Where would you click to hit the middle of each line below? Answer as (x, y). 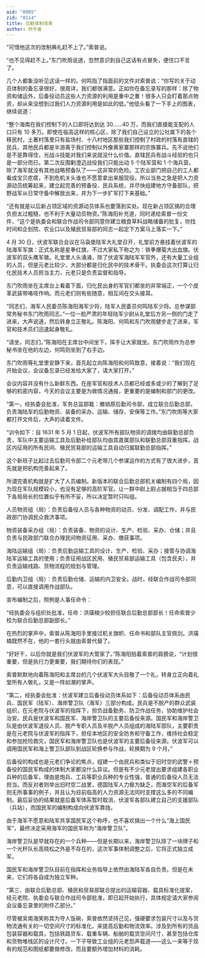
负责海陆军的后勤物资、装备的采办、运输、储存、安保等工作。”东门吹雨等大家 (103, 412)
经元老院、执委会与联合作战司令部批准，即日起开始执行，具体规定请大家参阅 (103, 898)
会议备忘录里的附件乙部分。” (41, 905)
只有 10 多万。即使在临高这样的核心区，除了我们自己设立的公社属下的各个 (104, 132)
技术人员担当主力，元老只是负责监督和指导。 (73, 273)
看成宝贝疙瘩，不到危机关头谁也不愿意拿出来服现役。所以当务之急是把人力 (100, 178)
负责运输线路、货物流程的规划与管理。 (54, 566)
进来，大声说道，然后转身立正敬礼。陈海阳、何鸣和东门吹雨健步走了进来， (100, 322)
